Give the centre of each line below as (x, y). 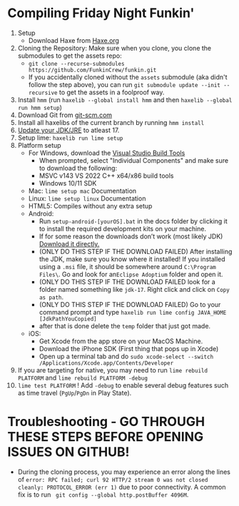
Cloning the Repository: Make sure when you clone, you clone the (115, 48)
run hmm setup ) (40, 107)
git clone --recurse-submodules (76, 64)
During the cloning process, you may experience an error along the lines (124, 472)
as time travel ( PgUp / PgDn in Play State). (75, 393)
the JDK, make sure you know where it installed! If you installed (132, 259)
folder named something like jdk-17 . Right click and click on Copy (134, 289)
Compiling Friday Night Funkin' (101, 13)
